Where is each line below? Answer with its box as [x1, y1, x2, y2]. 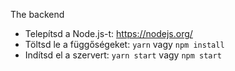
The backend [10, 9, 65, 20]
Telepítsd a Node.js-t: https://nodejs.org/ [24, 28, 193, 39]
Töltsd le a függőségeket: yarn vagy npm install [24, 39, 225, 50]
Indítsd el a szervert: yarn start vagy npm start [24, 49, 222, 61]
